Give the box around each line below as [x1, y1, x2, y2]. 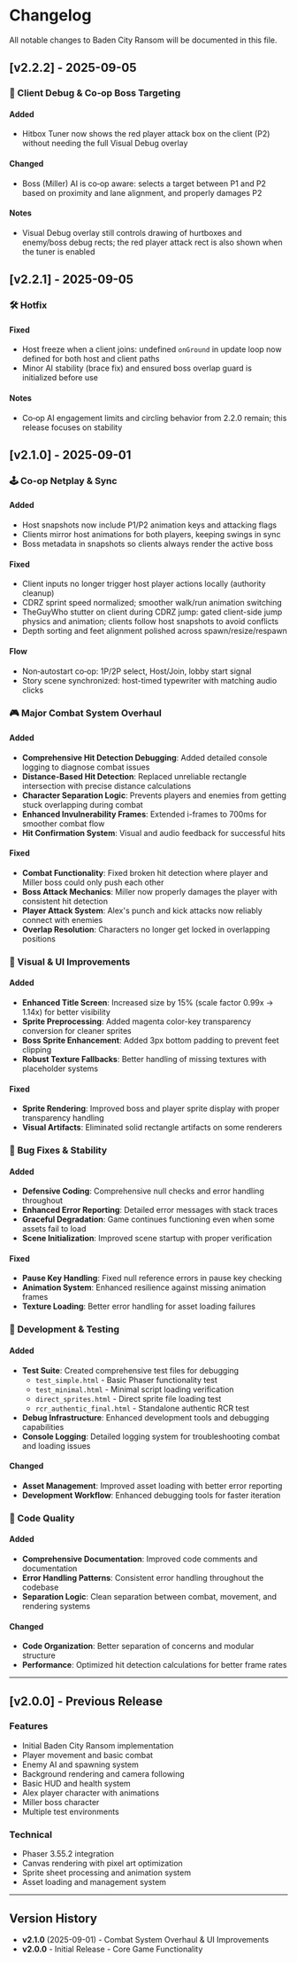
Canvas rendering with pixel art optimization [21, 1858, 183, 1869]
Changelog [9, 5, 92, 26]
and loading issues [21, 1440, 91, 1451]
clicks [21, 684, 44, 695]
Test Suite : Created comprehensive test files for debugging [21, 1365, 240, 1375]
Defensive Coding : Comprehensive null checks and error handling [21, 1185, 265, 1197]
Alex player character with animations [21, 1787, 160, 1798]
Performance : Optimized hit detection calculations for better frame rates [21, 1660, 287, 1670]
